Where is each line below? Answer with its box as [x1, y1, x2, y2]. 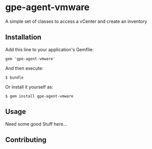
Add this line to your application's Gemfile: [5, 46, 94, 52]
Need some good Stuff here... [5, 121, 67, 127]
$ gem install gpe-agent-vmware [5, 93, 73, 99]
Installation [5, 33, 42, 42]
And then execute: [5, 65, 44, 71]
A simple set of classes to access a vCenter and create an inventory [5, 18, 147, 24]
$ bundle [5, 75, 24, 80]
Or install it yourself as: [5, 84, 53, 90]
